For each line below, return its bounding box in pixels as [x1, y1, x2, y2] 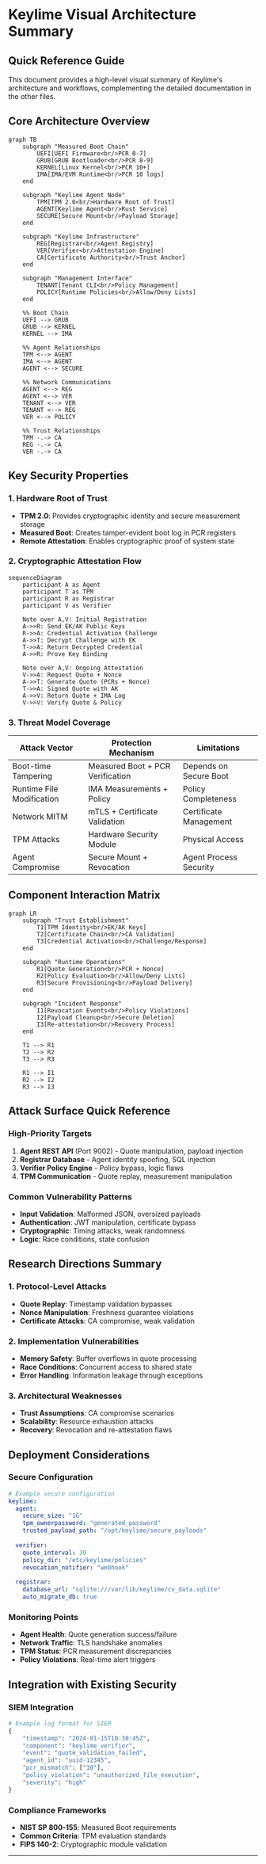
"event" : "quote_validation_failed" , [22, 1749, 147, 1757]
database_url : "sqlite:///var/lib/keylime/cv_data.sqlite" [22, 1586, 222, 1594]
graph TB [8, 135, 37, 143]
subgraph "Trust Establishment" [22, 917, 129, 924]
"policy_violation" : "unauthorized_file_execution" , [22, 1771, 200, 1779]
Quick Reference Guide [8, 54, 125, 67]
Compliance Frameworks [8, 1805, 107, 1816]
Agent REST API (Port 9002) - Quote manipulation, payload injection [19, 1146, 244, 1156]
